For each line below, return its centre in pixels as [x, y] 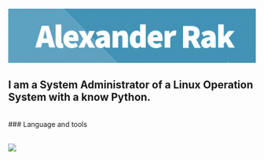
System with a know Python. [79, 97]
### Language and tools [48, 125]
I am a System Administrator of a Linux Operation [131, 85]
